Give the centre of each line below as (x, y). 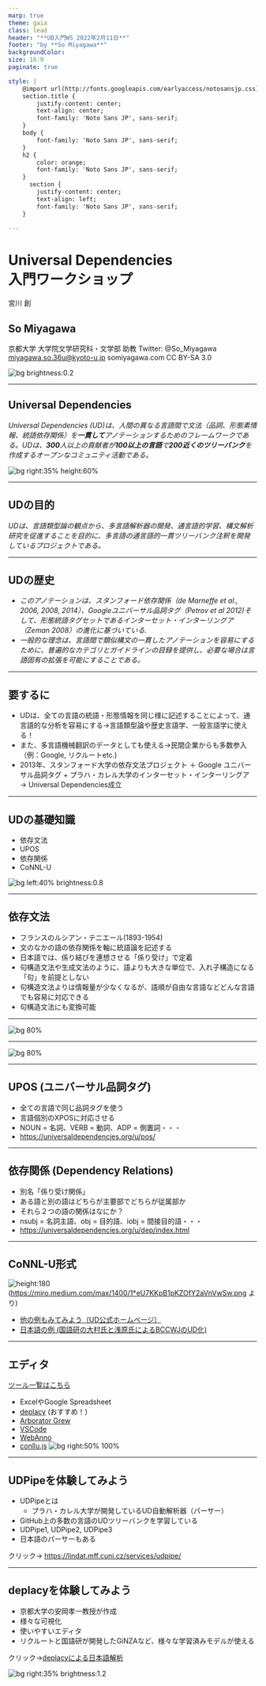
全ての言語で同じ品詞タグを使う (71, 1108)
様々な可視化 (40, 1621)
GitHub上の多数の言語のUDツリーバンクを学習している (109, 1520)
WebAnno (36, 1437)
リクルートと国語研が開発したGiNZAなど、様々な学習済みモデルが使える (137, 1641)
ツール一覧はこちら (39, 1385)
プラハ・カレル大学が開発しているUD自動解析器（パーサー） (130, 1510)
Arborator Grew (45, 1421)
